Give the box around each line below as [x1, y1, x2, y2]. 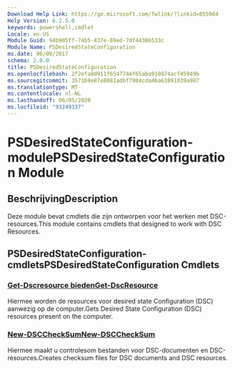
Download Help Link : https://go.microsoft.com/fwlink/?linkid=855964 [7, 10, 219, 18]
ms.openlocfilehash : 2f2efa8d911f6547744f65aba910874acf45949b [7, 70, 200, 77]
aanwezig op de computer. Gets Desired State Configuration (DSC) [7, 304, 202, 313]
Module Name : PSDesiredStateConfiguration [7, 44, 136, 51]
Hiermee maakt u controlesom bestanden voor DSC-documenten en [7, 346, 209, 354]
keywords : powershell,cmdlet [7, 24, 94, 31]
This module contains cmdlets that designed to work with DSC [38, 219, 222, 228]
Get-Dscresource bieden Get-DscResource [7, 280, 159, 290]
